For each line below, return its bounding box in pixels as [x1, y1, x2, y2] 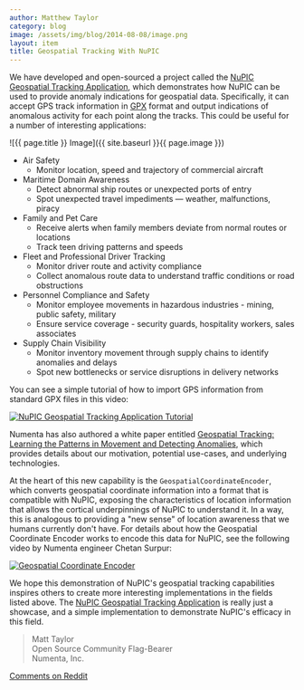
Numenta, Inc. [31, 653, 84, 664]
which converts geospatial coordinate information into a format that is [9, 485, 270, 496]
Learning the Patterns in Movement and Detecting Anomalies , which [9, 438, 263, 449]
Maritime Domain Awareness [22, 174, 130, 186]
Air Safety [22, 155, 61, 166]
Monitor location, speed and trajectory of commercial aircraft [35, 165, 264, 176]
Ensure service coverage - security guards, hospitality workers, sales [35, 319, 295, 330]
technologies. [9, 458, 61, 469]
